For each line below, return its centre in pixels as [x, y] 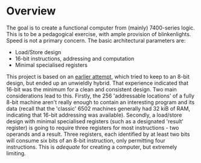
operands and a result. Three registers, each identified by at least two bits [98, 134]
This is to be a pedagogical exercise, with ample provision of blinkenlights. [99, 34]
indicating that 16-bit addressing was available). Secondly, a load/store [94, 115]
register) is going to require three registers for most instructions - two [93, 128]
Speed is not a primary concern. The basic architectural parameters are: [96, 40]
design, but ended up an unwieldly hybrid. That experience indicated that [97, 83]
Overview [31, 11]
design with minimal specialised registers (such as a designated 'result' [95, 121]
